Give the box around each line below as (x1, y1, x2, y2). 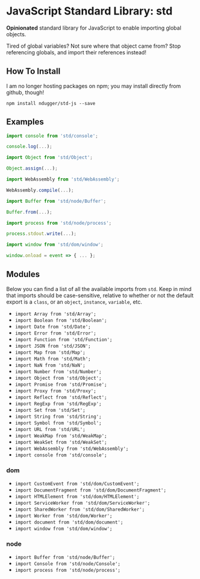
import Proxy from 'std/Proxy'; (14, 388, 96, 394)
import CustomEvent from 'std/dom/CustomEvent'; (14, 481, 140, 487)
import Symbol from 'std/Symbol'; (14, 420, 102, 426)
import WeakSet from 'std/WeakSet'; (14, 439, 107, 445)
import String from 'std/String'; (14, 414, 102, 420)
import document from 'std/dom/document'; (14, 519, 123, 526)
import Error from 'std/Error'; (14, 330, 96, 336)
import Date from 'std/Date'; (14, 324, 92, 330)
